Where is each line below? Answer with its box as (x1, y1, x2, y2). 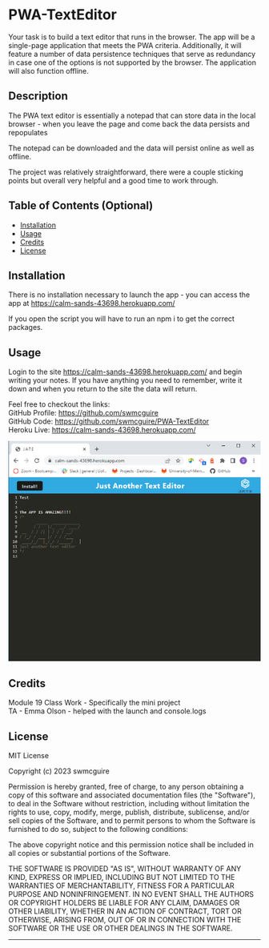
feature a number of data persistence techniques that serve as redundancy (8, 49, 256, 58)
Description (8, 90, 68, 103)
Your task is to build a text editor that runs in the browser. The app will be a (8, 32, 255, 42)
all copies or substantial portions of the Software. (8, 849, 171, 858)
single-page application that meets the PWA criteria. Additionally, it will (8, 40, 242, 50)
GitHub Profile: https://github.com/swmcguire (8, 408, 159, 418)
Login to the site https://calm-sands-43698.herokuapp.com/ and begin (8, 367, 243, 377)
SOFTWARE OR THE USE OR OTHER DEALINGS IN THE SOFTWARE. (8, 923, 233, 934)
